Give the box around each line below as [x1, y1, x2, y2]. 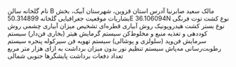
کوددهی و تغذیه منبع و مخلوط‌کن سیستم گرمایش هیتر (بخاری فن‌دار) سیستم [7, 29, 208, 37]
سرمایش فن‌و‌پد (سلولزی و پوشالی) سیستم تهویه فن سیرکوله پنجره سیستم [7, 37, 207, 45]
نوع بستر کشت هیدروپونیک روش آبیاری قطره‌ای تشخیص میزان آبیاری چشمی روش [7, 22, 225, 30]
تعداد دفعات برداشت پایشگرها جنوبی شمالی [7, 51, 123, 60]
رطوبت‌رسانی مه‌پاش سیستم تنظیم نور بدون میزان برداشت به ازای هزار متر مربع [7, 44, 222, 52]
